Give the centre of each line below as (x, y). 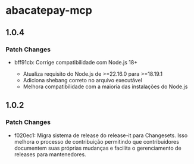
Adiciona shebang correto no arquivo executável (82, 80)
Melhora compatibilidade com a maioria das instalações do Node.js (105, 86)
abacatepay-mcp (49, 10)
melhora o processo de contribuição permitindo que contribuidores (97, 141)
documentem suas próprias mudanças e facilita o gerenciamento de (98, 148)
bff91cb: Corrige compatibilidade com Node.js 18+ (76, 62)
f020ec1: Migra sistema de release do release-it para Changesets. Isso (101, 135)
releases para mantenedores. (50, 154)
